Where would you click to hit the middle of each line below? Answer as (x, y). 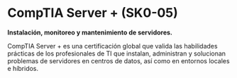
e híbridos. (23, 68)
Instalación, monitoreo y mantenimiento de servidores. (90, 32)
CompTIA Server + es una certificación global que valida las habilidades (112, 46)
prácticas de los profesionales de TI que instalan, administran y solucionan (116, 53)
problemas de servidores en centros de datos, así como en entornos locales (118, 60)
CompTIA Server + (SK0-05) (93, 13)
